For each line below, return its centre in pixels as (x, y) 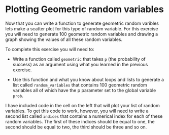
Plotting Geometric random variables (84, 9)
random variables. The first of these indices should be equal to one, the (80, 121)
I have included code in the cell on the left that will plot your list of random (82, 105)
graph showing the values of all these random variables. (64, 39)
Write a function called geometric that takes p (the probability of (79, 59)
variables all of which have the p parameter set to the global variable (84, 90)
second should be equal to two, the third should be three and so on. (76, 127)
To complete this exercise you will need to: (50, 49)
